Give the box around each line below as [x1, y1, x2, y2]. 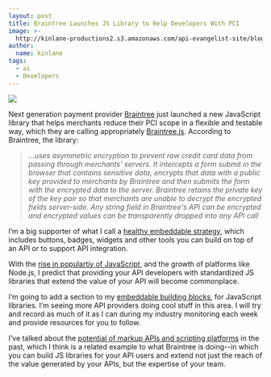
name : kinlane [15, 49, 63, 57]
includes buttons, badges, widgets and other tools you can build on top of [8, 235, 254, 245]
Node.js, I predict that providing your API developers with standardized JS [8, 267, 254, 277]
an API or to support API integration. [8, 243, 128, 253]
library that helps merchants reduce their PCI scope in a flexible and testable [8, 118, 263, 128]
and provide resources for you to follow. [8, 317, 141, 327]
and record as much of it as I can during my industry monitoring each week [8, 308, 258, 319]
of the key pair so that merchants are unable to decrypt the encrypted [27, 193, 262, 203]
